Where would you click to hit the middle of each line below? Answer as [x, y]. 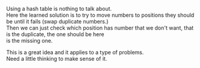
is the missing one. [29, 41]
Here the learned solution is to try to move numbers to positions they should [100, 15]
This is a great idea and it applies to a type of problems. [75, 52]
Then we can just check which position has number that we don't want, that [100, 28]
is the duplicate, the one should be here [55, 34]
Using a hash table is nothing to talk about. [59, 9]
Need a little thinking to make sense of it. [57, 59]
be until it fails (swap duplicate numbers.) [57, 21]
